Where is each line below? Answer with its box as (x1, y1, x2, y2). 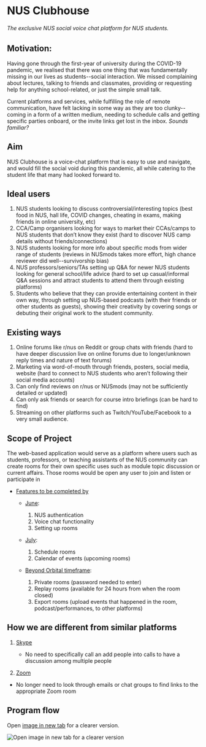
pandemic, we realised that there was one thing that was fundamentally (7, 66, 188, 74)
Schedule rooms (34, 548, 76, 556)
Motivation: (7, 44, 52, 54)
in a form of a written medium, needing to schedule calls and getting (27, 111, 200, 118)
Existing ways (7, 327, 62, 338)
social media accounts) (15, 376, 75, 384)
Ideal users (7, 189, 51, 200)
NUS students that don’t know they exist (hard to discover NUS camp (15, 231, 191, 238)
